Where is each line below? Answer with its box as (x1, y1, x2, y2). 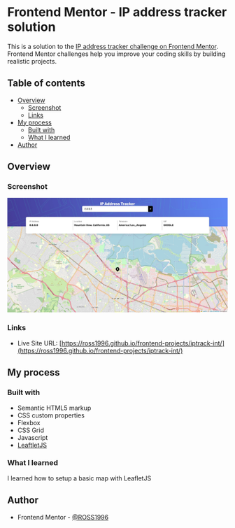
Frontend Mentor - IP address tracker (7, 4, 227, 20)
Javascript (17, 433, 48, 441)
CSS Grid (17, 426, 44, 434)
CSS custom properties (17, 411, 85, 420)
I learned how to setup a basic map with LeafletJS (7, 473, 152, 483)
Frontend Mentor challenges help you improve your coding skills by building (7, 50, 226, 58)
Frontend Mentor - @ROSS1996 (17, 513, 109, 521)
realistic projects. (7, 57, 57, 65)
